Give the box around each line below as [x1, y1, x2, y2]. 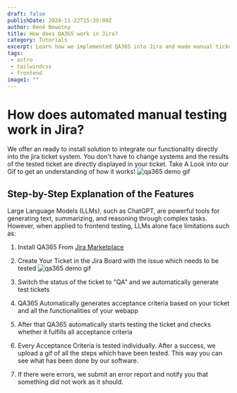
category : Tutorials [7, 37, 68, 44]
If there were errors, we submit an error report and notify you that [17, 370, 209, 379]
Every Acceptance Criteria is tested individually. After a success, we [17, 341, 217, 350]
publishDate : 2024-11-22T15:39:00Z [7, 17, 112, 24]
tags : [7, 50, 23, 57]
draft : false [7, 10, 46, 18]
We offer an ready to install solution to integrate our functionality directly [7, 145, 219, 153]
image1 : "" [7, 76, 39, 83]
